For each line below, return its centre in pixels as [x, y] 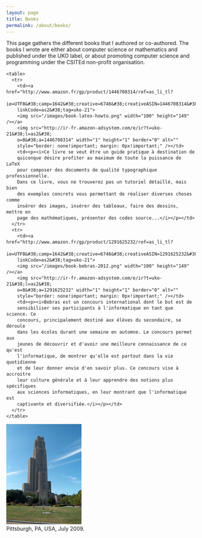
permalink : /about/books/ [38, 25]
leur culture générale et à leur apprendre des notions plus [95, 380]
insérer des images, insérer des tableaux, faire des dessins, [98, 206]
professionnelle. [28, 176]
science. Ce [21, 314]
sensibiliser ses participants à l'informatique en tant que [95, 308]
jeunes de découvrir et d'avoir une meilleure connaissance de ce [102, 344]
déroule [16, 326]
